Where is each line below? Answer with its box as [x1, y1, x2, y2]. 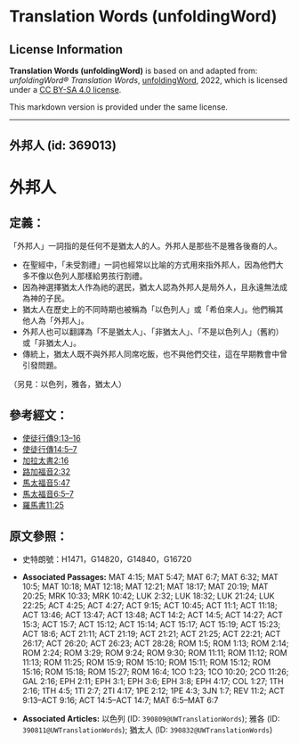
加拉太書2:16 [21, 455, 69, 466]
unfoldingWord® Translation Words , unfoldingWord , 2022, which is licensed [9, 75, 287, 86]
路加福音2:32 [21, 467, 71, 477]
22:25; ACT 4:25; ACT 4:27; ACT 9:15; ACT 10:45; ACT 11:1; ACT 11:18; [21, 600, 278, 611]
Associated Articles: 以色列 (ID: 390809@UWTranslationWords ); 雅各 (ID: [21, 714, 280, 724]
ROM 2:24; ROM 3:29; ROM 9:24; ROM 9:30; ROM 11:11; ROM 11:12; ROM [21, 648, 287, 658]
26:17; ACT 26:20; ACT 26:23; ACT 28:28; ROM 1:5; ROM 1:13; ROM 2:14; [21, 638, 289, 649]
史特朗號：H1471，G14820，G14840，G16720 [21, 554, 192, 565]
